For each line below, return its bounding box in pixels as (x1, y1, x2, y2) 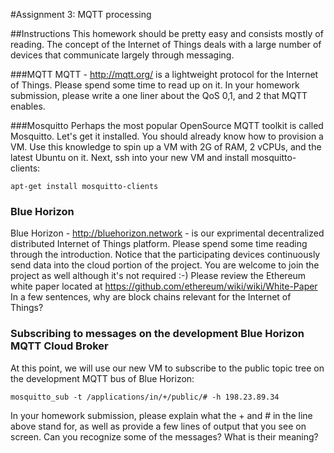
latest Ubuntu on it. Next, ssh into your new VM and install (10, 152, 250, 163)
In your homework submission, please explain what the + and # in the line (10, 409, 313, 421)
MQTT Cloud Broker (10, 339, 109, 353)
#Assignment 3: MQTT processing (10, 9, 152, 20)
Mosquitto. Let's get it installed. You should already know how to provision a (10, 130, 324, 142)
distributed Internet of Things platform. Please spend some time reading (10, 238, 308, 250)
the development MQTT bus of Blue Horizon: (10, 372, 195, 384)
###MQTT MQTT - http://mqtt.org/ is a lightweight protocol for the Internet (10, 69, 319, 80)
